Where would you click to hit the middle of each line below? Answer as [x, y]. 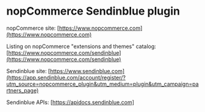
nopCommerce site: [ [33, 28]
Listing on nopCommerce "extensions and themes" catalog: [81, 46]
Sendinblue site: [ [28, 71]
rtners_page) [23, 90]
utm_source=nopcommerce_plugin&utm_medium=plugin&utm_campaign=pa [103, 84]
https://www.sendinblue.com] [87, 71]
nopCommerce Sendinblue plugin [93, 11]
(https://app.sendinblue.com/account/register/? [66, 77]
